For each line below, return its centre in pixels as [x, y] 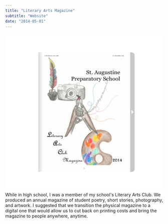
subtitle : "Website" [27, 16]
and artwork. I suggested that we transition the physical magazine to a [78, 205]
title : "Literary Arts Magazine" [40, 11]
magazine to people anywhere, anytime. [47, 216]
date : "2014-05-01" [26, 21]
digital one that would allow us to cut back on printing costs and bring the [81, 211]
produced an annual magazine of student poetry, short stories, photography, [84, 200]
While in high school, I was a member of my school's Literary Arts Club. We [83, 195]
